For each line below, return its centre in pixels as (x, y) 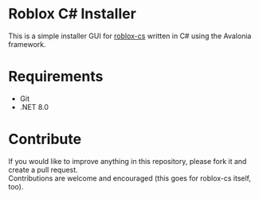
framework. (27, 44)
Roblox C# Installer (73, 14)
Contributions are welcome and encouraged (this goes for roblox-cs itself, (130, 178)
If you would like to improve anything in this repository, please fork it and (128, 161)
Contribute (45, 139)
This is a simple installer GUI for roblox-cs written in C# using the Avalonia (130, 36)
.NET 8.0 (34, 107)
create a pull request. (43, 170)
